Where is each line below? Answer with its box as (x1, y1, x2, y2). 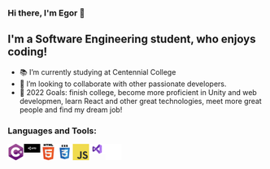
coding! (7, 45, 48, 59)
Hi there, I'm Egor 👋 (7, 7, 85, 19)
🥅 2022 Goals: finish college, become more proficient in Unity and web (19, 87, 257, 97)
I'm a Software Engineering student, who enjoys (7, 32, 256, 46)
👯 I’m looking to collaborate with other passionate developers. (19, 79, 227, 89)
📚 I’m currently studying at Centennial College (19, 67, 176, 76)
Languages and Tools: (7, 125, 97, 136)
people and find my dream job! (19, 105, 123, 115)
